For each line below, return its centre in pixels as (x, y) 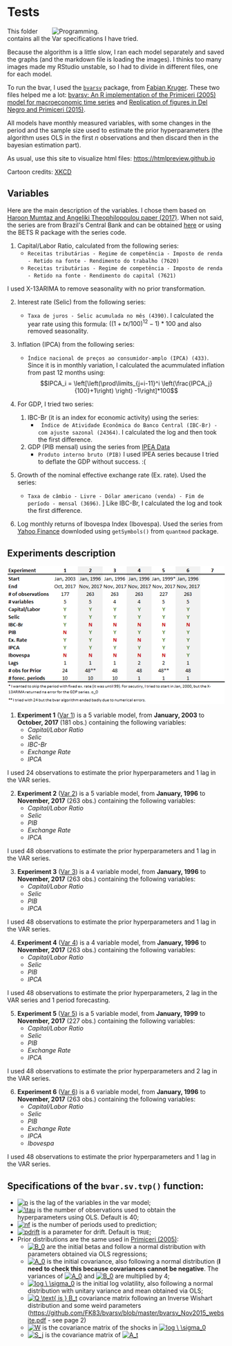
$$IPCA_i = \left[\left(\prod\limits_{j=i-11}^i (100, 383)
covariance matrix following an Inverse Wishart (146, 1298)
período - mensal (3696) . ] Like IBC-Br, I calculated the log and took (125, 503)
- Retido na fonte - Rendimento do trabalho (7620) (103, 261)
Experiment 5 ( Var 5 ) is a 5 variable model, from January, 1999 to (111, 1014)
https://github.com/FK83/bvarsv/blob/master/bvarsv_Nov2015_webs (127, 1313)
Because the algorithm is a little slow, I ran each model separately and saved (116, 52)
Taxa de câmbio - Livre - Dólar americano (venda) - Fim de (116, 497)
